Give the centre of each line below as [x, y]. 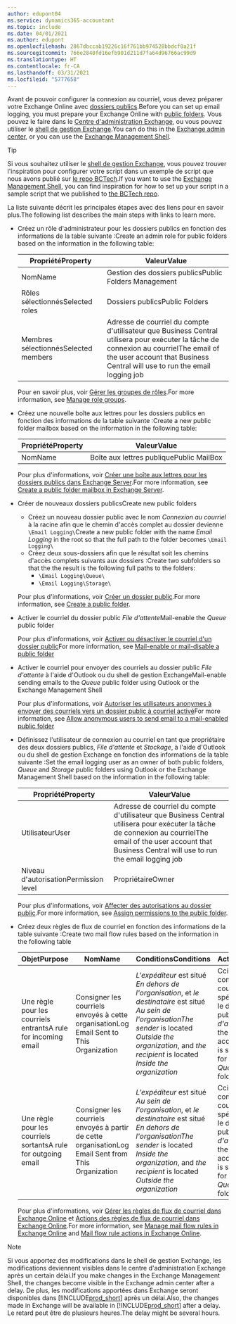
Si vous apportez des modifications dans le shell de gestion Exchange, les [114, 1261]
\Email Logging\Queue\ [72, 576]
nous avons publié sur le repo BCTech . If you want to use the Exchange [110, 179]
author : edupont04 [34, 14]
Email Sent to [97, 1033]
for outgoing [41, 1154]
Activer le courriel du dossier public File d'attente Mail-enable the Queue [122, 618]
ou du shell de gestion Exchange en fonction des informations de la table [123, 755]
